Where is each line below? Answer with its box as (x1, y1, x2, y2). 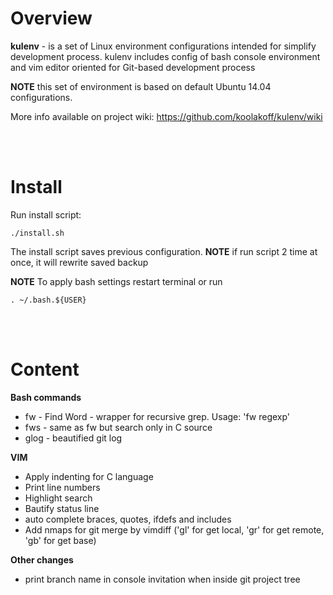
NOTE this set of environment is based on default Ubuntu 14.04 (10, 80, 272, 92)
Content (10, 358, 80, 381)
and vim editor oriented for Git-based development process (10, 61, 256, 73)
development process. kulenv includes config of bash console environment (10, 50, 321, 62)
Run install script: (10, 208, 82, 221)
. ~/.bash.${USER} (10, 295, 87, 305)
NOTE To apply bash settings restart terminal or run (10, 275, 223, 287)
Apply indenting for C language (24, 470, 154, 482)
